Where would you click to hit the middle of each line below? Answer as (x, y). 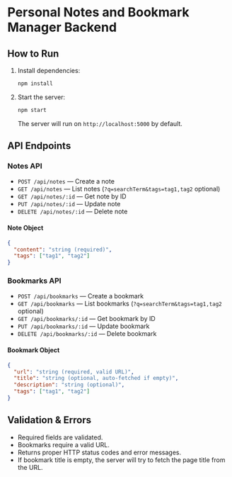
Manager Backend (62, 27)
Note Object (25, 228)
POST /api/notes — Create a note (66, 181)
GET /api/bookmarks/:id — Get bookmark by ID (86, 319)
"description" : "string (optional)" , (69, 385)
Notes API (25, 166)
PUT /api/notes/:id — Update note (69, 204)
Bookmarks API (34, 281)
